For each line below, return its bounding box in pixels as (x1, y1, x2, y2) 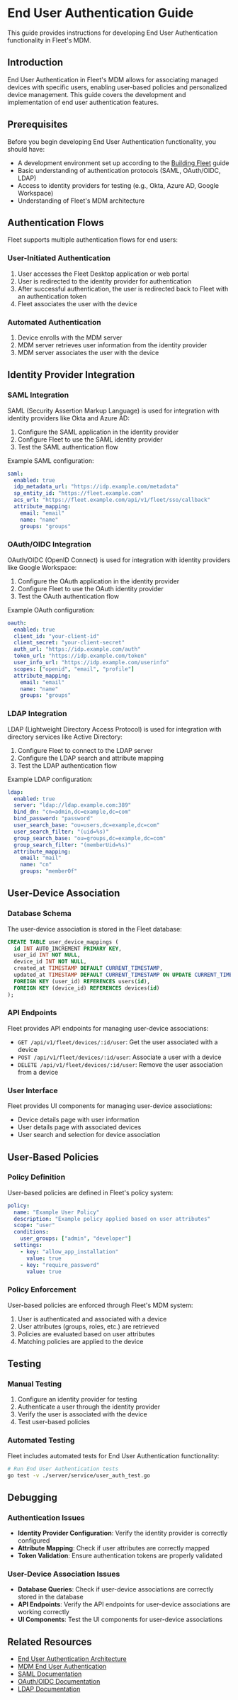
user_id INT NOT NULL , (13, 951, 81, 958)
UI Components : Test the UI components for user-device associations (17, 1615, 223, 1624)
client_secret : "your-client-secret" (13, 639, 125, 647)
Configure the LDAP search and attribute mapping (17, 754, 164, 762)
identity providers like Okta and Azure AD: (7, 413, 130, 423)
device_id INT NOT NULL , (13, 958, 87, 966)
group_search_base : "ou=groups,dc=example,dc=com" (13, 834, 166, 841)
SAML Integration (7, 390, 69, 400)
